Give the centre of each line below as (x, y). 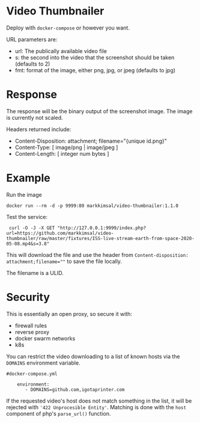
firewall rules (31, 326)
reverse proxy (32, 332)
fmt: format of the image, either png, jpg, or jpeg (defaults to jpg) (95, 70)
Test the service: (27, 217)
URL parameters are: (32, 39)
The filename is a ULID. (35, 273)
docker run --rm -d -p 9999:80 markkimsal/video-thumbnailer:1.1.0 (92, 206)
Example (28, 178)
